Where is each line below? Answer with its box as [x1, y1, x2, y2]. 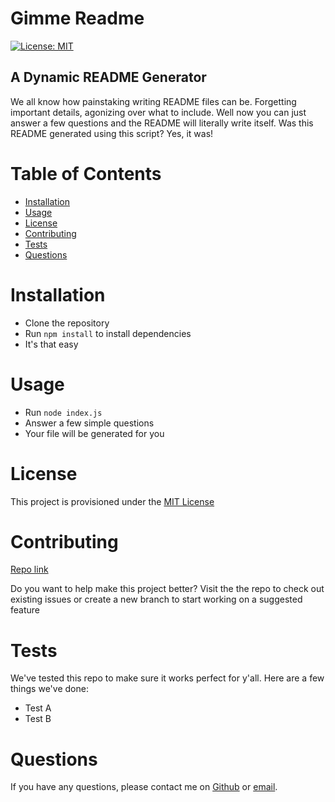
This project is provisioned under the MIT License [10, 495, 215, 507]
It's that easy [24, 338, 79, 350]
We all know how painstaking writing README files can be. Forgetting [10, 95, 297, 107]
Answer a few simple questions [24, 417, 155, 429]
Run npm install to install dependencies [24, 327, 192, 339]
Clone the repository [24, 317, 110, 329]
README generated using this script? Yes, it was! [10, 127, 214, 139]
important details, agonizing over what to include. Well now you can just [10, 106, 307, 118]
